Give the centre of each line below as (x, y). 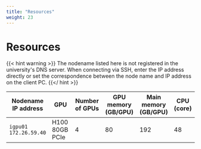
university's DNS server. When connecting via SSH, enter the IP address (95, 70)
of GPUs (87, 108)
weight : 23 (20, 17)
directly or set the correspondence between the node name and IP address (99, 76)
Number (87, 101)
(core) (183, 108)
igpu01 (19, 127)
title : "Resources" (31, 12)
